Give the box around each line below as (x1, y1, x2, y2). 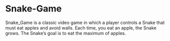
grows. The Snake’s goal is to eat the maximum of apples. (5, 30, 126, 36)
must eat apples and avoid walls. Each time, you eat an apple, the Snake (5, 24, 157, 30)
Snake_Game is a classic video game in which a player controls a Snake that (5, 19, 165, 25)
